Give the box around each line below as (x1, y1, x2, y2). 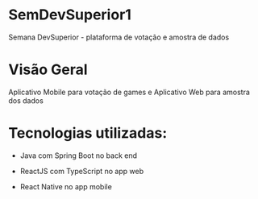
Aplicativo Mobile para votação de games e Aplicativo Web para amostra (8, 87, 250, 97)
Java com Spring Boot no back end (19, 151, 138, 160)
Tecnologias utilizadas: (8, 124, 168, 143)
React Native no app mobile (19, 181, 113, 191)
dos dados (8, 95, 44, 106)
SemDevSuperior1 (8, 6, 131, 24)
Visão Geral (8, 60, 88, 79)
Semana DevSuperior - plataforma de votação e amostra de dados (8, 32, 230, 42)
